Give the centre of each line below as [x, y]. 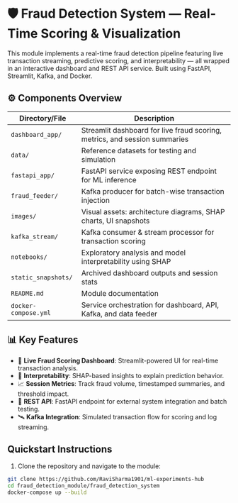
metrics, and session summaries [135, 139]
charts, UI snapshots [115, 221]
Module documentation [120, 293]
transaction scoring [114, 241]
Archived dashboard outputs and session [149, 272]
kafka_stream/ [35, 236]
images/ [24, 216]
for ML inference [109, 179]
